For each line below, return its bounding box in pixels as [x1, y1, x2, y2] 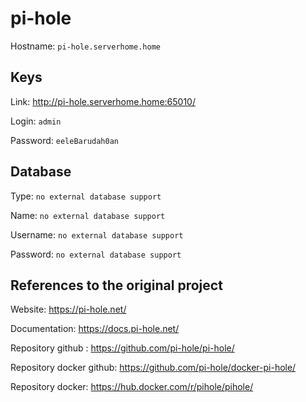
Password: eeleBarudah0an [10, 134, 119, 146]
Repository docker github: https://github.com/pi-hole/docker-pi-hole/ [10, 362, 297, 374]
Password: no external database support [10, 248, 182, 260]
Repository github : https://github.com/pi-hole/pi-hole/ [10, 342, 235, 354]
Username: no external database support [10, 228, 184, 241]
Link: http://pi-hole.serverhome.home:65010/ [10, 95, 196, 107]
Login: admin [10, 115, 62, 127]
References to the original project [10, 277, 223, 294]
